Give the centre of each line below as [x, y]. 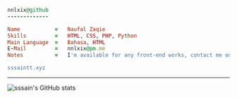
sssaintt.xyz [26, 68]
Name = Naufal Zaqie [56, 29]
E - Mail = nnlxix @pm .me [56, 49]
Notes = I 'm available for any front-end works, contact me [115, 55]
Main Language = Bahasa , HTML [56, 42]
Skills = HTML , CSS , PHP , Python [72, 36]
